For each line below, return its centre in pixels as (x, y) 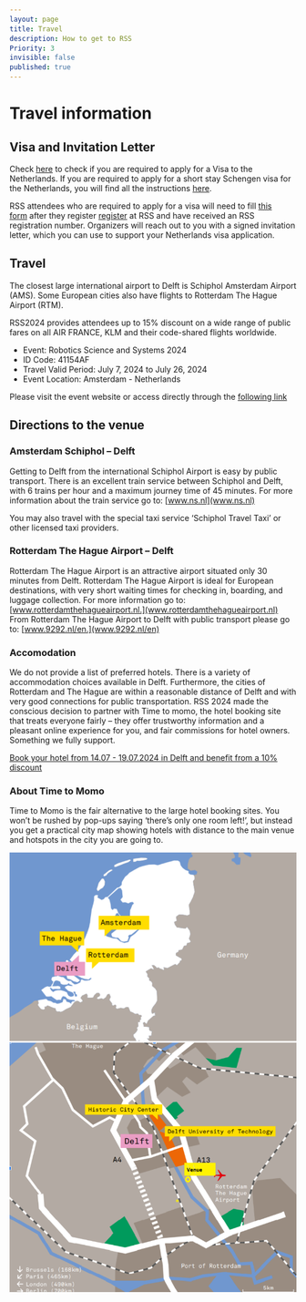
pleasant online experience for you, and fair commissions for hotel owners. (150, 731)
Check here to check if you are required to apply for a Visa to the (131, 169)
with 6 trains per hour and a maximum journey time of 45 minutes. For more (151, 490)
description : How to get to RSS (71, 38)
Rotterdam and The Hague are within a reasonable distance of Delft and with (153, 692)
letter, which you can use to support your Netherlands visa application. (142, 235)
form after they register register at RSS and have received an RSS (132, 215)
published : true (40, 67)
